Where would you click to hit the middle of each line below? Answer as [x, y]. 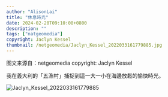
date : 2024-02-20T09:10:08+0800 [46, 23]
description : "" [26, 28]
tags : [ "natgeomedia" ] [34, 34]
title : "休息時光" [28, 17]
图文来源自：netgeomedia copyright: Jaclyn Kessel [69, 63]
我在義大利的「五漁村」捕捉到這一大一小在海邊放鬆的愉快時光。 [85, 75]
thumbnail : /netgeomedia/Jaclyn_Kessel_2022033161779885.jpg [84, 46]
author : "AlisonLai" [32, 12]
